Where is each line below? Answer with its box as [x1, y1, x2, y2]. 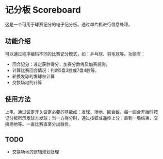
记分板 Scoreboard [5, 4, 81, 16]
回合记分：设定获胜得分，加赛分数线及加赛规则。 [12, 61, 110, 67]
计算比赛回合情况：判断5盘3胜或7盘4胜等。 [12, 67, 99, 73]
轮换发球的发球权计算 [12, 73, 55, 79]
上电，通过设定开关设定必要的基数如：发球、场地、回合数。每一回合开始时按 [5, 109, 158, 115]
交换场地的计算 [12, 79, 42, 85]
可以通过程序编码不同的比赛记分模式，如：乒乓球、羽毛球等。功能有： [5, 51, 146, 56]
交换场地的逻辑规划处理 [12, 149, 59, 155]
